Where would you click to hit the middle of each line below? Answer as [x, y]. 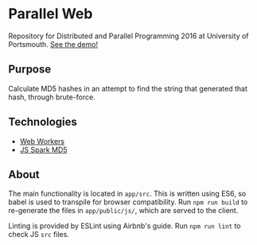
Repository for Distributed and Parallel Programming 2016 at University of [128, 36]
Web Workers [42, 141]
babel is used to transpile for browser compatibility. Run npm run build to [128, 202]
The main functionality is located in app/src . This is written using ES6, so [127, 194]
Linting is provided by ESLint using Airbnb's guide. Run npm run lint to [125, 226]
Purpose [30, 70]
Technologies [43, 122]
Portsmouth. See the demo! [53, 44]
